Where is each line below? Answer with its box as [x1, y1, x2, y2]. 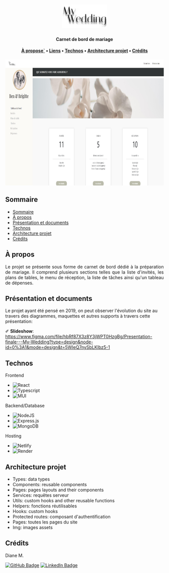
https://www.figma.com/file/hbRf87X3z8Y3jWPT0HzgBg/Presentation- [5, 334, 152, 340]
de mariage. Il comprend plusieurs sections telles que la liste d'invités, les [5, 269, 164, 275]
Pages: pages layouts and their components [12, 487, 104, 493]
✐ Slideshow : [5, 328, 34, 334]
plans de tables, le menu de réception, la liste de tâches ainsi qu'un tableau [5, 274, 164, 280]
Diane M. [5, 552, 24, 558]
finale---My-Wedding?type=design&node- [5, 339, 94, 345]
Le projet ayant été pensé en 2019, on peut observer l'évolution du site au [5, 307, 157, 314]
